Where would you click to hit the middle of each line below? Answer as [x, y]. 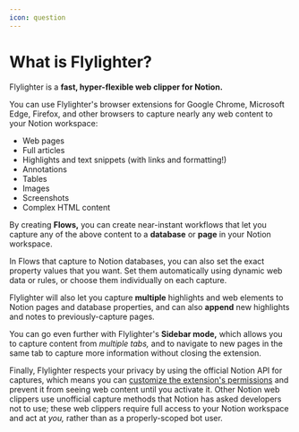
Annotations [44, 169]
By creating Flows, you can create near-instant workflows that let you [138, 224]
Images [36, 188]
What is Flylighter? [81, 61]
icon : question [38, 17]
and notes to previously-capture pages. [82, 316]
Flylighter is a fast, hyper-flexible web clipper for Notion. [116, 87]
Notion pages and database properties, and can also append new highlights [149, 307]
